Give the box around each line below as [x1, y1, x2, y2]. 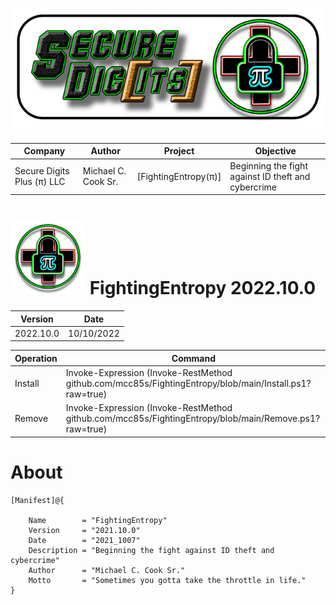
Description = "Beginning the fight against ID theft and [28, 545, 275, 555]
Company [23, 145, 66, 157]
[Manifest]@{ [10, 495, 65, 505]
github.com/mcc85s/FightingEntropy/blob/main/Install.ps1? [65, 378, 312, 390]
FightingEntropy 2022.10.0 [89, 277, 317, 300]
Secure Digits [14, 165, 70, 177]
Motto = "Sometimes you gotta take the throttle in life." [28, 575, 307, 585]
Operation [14, 352, 58, 364]
